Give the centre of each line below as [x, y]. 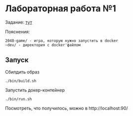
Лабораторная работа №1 [61, 9]
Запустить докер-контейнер [35, 90]
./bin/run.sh [19, 99]
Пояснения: [18, 31]
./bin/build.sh [21, 81]
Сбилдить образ [22, 72]
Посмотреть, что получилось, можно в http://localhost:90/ [66, 108]
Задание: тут [19, 22]
